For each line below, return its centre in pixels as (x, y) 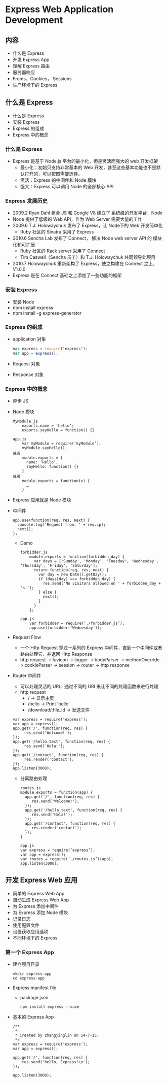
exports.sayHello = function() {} (58, 430)
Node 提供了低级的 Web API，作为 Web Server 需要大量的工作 (77, 219)
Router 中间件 (27, 675)
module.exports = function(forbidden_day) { (77, 557)
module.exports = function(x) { (56, 481)
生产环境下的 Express (35, 85)
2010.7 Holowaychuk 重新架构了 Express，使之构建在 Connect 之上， (85, 264)
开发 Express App (31, 60)
